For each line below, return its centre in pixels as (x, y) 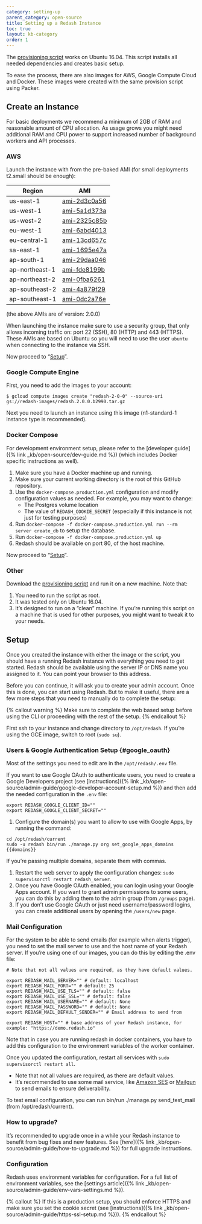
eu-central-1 (29, 240)
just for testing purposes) (55, 517)
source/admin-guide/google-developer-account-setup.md (79, 788)
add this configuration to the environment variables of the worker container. (100, 1046)
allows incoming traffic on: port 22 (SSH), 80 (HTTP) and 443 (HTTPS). (95, 332)
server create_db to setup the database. (65, 530)
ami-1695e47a (85, 250)
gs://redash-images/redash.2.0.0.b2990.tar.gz (66, 402)
